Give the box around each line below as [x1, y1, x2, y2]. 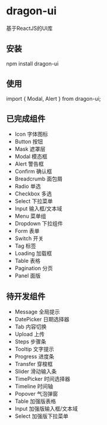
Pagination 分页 [14, 265, 53, 272]
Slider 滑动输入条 [14, 368, 57, 375]
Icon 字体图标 [14, 131, 49, 138]
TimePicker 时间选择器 [14, 376, 70, 383]
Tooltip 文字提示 [14, 346, 55, 353]
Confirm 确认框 [14, 168, 52, 175]
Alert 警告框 [14, 160, 45, 167]
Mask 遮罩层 [14, 145, 46, 153]
